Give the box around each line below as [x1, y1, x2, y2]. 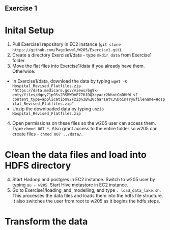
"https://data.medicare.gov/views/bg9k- [12, 88, 99, 93]
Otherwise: [12, 68, 36, 74]
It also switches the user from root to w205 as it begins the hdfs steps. [12, 198, 161, 204]
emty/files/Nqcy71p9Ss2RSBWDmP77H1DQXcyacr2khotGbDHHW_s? [12, 93, 138, 98]
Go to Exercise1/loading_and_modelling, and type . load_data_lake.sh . [12, 187, 161, 193]
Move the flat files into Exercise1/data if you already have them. [12, 63, 145, 69]
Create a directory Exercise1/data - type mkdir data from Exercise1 [12, 52, 152, 58]
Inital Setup [5, 24, 54, 36]
